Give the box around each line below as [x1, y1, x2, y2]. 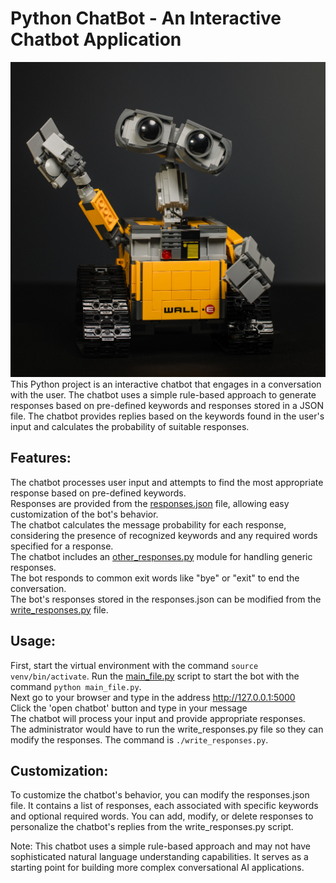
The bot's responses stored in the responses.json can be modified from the [10, 593, 322, 605]
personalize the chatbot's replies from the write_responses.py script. [10, 821, 294, 833]
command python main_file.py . [10, 680, 142, 692]
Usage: [10, 633, 57, 650]
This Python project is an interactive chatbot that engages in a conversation [10, 378, 322, 390]
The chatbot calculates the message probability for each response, [10, 518, 287, 531]
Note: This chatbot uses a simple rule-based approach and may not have [10, 840, 311, 852]
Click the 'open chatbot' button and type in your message [10, 702, 248, 714]
